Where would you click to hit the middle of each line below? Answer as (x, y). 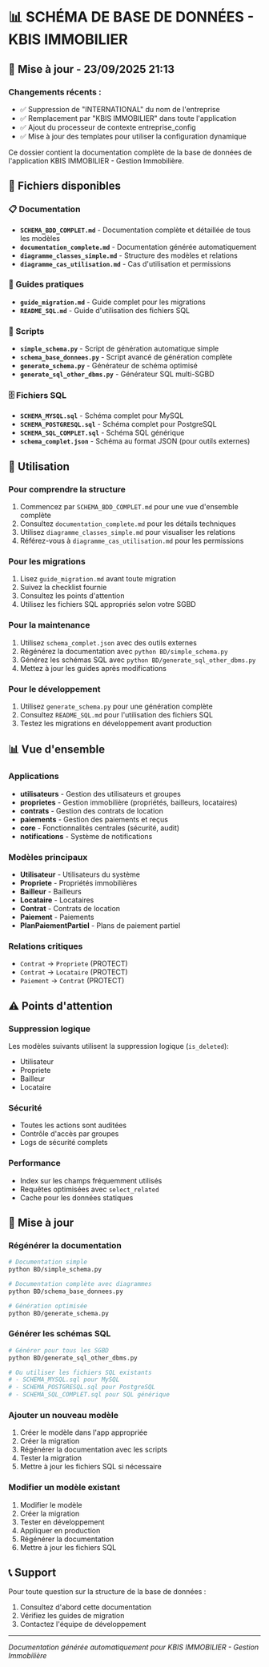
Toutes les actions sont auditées (73, 1125)
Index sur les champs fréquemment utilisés (91, 1180)
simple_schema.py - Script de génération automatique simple (119, 349)
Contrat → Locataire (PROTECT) (74, 972)
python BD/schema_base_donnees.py (66, 1291)
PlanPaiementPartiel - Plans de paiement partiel (100, 926)
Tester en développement (62, 1522)
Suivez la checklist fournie (63, 588)
